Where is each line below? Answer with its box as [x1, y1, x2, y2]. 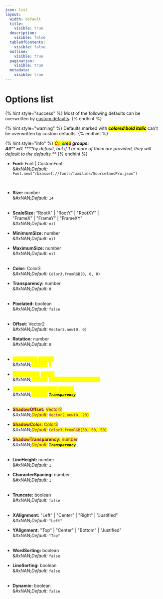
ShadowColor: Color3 [12, 421, 58, 427]
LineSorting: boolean [12, 562, 57, 568]
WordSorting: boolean [12, 547, 59, 553]
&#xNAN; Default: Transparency [12, 441, 76, 447]
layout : [5, 12, 21, 17]
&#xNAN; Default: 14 [12, 195, 54, 201]
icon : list [5, 7, 28, 12]
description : [9, 30, 37, 35]
